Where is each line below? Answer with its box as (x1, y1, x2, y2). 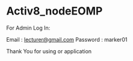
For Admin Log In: (6, 24, 51, 31)
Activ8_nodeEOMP (6, 4, 103, 18)
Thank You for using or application (6, 47, 92, 55)
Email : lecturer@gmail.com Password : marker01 (6, 36, 128, 43)
